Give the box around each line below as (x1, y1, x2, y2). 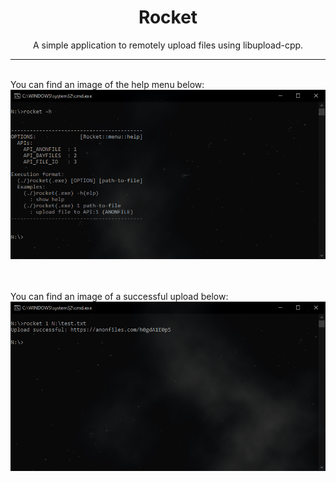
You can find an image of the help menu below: (10, 78, 205, 90)
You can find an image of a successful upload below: (10, 291, 229, 303)
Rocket (138, 6, 198, 29)
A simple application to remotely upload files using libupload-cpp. (32, 39, 304, 51)
